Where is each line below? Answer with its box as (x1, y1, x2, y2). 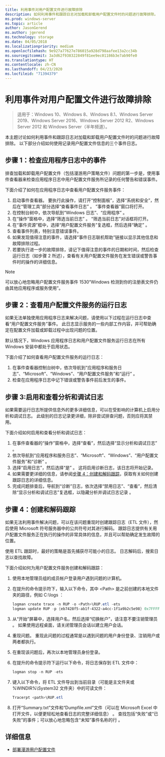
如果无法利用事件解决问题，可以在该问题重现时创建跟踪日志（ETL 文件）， (5, 519, 154, 525)
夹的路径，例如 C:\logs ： (12, 592, 64, 598)
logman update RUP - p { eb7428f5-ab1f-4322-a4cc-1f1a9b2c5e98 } (12, 606, 142, 611)
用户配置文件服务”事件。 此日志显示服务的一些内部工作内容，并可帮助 (11, 321, 152, 327)
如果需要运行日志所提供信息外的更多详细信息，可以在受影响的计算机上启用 (5, 407, 156, 413)
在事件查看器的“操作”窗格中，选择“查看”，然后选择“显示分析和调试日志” (12, 440, 157, 446)
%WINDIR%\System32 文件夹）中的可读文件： (12, 685, 107, 691)
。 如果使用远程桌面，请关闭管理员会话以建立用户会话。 (12, 622, 126, 628)
